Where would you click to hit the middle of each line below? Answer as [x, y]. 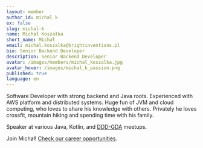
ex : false [19, 23]
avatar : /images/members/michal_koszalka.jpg [64, 62]
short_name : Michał [31, 40]
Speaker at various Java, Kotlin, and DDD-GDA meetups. [76, 127]
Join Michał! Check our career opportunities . [62, 138]
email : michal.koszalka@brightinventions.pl [63, 46]
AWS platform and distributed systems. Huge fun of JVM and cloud [90, 102]
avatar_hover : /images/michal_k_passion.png [63, 68]
